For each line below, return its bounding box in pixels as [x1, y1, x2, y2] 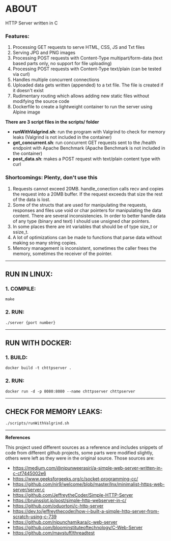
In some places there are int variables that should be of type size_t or [12, 223, 158, 230]
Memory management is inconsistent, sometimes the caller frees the [12, 245, 157, 251]
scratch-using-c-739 [12, 514, 57, 520]
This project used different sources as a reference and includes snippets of [5, 444, 163, 450]
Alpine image [12, 109, 41, 115]
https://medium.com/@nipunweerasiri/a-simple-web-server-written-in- [12, 465, 163, 471]
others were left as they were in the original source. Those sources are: [5, 455, 155, 461]
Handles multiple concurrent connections [12, 77, 100, 83]
